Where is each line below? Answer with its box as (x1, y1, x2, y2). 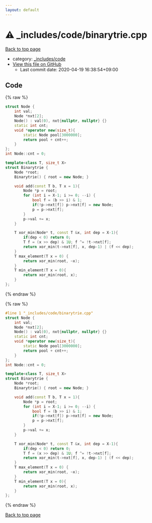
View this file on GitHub (12, 61, 62, 67)
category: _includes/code (12, 56, 66, 62)
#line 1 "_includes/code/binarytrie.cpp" (5, 310, 94, 316)
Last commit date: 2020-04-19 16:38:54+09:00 (20, 66, 118, 72)
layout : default (5, 7, 39, 13)
